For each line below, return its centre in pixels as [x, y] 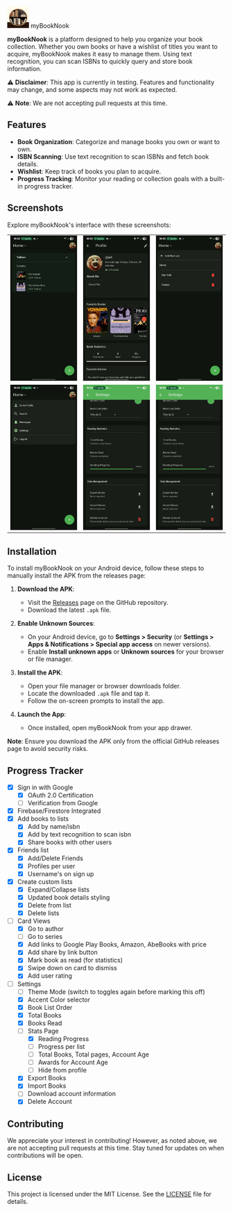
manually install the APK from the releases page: [77, 576]
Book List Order [50, 1007]
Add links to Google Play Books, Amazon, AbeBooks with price [117, 944]
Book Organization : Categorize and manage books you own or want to [119, 141]
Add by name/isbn [54, 827]
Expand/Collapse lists [59, 889]
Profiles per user [51, 866]
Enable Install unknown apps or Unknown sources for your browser [126, 652]
